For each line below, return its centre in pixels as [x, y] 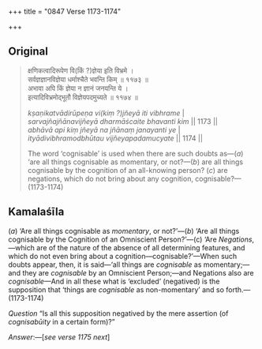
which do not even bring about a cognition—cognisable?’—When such [123, 256]
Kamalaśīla [36, 212]
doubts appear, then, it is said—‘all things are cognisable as [105, 265]
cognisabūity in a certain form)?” [62, 321]
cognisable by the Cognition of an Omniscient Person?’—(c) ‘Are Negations [130, 239]
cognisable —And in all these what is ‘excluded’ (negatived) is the [114, 281]
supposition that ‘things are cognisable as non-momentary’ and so [116, 289]
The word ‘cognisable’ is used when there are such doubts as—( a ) [135, 153]
